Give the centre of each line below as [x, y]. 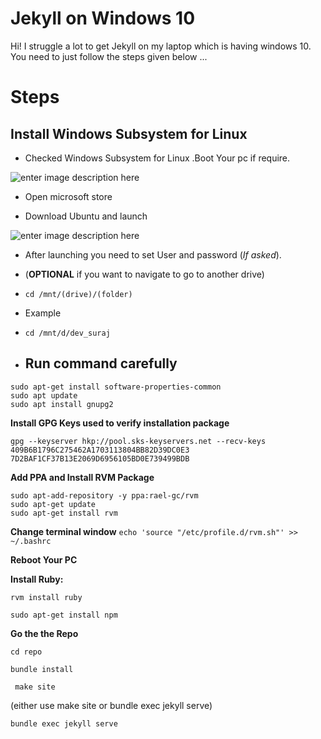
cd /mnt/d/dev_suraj [67, 333]
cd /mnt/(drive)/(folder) [78, 294]
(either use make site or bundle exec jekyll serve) [111, 705]
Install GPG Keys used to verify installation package [120, 423]
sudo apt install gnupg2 [62, 404]
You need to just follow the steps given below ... [109, 56]
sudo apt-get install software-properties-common [116, 387]
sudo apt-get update [53, 504]
